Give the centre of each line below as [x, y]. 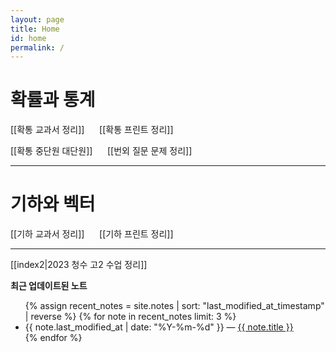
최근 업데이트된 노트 [49, 286]
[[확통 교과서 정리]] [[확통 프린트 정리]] [92, 130]
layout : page [37, 19]
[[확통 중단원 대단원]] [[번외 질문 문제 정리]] [101, 151]
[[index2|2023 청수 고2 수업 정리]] [79, 265]
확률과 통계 [53, 100]
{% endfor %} [53, 338]
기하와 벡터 [53, 204]
